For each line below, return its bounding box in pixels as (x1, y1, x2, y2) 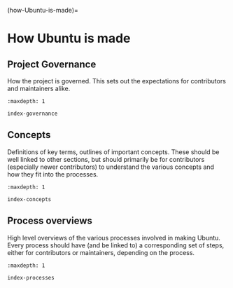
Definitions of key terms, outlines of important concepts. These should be (7, 147, 220, 156)
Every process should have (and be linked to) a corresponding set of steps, (7, 241, 225, 249)
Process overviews (7, 215, 93, 227)
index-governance (7, 110, 58, 117)
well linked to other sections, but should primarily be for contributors (7, 155, 205, 163)
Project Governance (7, 58, 97, 70)
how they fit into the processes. (7, 170, 99, 178)
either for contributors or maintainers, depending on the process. (7, 248, 195, 256)
